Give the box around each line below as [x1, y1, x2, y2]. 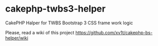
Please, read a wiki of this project [5, 29, 75, 35]
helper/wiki [5, 35, 29, 41]
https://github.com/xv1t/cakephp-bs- [75, 29, 153, 35]
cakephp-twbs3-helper [5, 3, 106, 15]
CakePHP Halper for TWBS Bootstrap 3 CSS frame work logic [5, 20, 133, 26]
